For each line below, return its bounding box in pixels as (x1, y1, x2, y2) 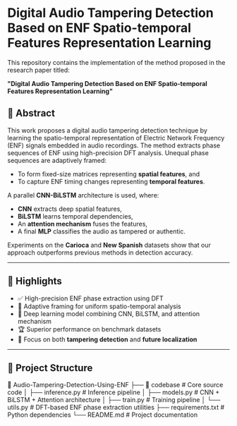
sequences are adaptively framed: (7, 156, 107, 164)
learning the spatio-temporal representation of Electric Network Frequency (7, 133, 225, 142)
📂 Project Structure (7, 362, 93, 374)
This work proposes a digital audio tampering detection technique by (7, 126, 208, 135)
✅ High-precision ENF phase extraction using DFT (17, 294, 164, 303)
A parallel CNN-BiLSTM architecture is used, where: (7, 190, 159, 199)
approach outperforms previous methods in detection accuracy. (7, 248, 193, 257)
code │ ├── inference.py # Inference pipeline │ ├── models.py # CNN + (7, 388, 220, 396)
